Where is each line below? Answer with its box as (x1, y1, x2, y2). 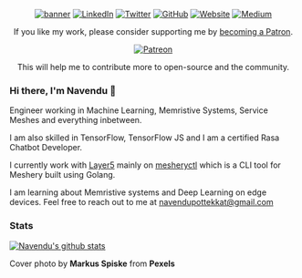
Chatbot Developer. (9, 142, 83, 153)
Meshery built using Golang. (9, 170, 116, 180)
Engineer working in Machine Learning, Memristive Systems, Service (9, 105, 269, 116)
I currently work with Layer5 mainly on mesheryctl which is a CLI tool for (9, 160, 281, 170)
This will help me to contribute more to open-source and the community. (16, 62, 290, 72)
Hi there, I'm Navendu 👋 (9, 84, 117, 97)
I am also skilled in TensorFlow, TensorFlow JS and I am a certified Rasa (9, 132, 280, 143)
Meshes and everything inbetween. (9, 115, 142, 126)
